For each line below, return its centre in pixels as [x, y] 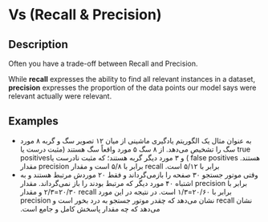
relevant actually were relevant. [60, 96]
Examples [33, 121]
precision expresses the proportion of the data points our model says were [132, 87]
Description [38, 44]
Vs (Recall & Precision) [85, 15]
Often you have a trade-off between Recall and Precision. [103, 63]
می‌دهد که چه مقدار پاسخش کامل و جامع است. [90, 208]
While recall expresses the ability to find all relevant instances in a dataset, [132, 79]
